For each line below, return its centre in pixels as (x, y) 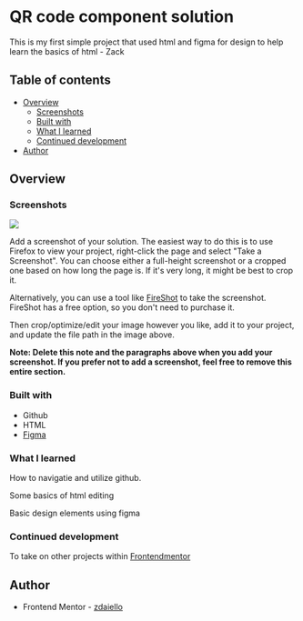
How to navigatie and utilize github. (76, 478)
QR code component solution (122, 17)
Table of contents (60, 80)
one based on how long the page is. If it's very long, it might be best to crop (151, 271)
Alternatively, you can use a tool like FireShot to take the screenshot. (138, 298)
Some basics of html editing (62, 496)
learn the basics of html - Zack (67, 51)
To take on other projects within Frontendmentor (100, 556)
